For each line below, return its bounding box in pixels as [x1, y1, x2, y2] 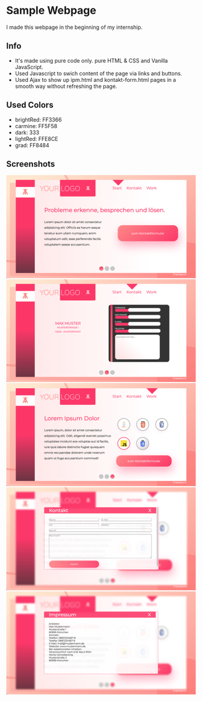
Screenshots [6, 159, 55, 169]
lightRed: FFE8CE [14, 135, 58, 142]
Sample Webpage [6, 4, 97, 17]
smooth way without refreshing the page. [14, 82, 117, 90]
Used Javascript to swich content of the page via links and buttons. [14, 70, 182, 77]
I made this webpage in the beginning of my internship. [6, 23, 143, 31]
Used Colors [6, 100, 54, 110]
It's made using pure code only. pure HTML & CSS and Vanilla [14, 57, 168, 64]
